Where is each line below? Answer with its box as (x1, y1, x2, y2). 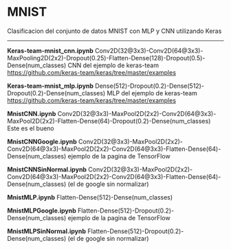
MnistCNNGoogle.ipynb (7, 137, 77, 145)
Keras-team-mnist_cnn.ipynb (7, 46, 94, 55)
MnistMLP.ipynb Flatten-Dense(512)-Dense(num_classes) (7, 193, 173, 201)
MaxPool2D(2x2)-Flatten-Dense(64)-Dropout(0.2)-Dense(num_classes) (7, 117, 211, 125)
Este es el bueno (7, 124, 55, 132)
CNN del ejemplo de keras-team (67, 61, 159, 69)
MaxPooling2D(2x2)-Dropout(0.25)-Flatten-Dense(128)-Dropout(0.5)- (7, 54, 206, 62)
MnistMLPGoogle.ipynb (7, 206, 77, 215)
